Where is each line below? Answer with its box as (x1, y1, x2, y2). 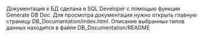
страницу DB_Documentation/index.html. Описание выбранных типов (6, 18, 185, 24)
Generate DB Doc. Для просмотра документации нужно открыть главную (6, 11, 198, 18)
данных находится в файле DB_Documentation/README (6, 24, 150, 31)
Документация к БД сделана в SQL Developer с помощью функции (6, 5, 181, 12)
